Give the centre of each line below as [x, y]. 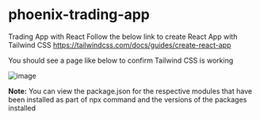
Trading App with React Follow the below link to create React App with [123, 36]
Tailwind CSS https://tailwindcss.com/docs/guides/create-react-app [120, 44]
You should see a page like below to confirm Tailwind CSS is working [121, 60]
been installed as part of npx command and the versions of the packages [128, 99]
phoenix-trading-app [79, 15]
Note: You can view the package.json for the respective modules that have [130, 91]
